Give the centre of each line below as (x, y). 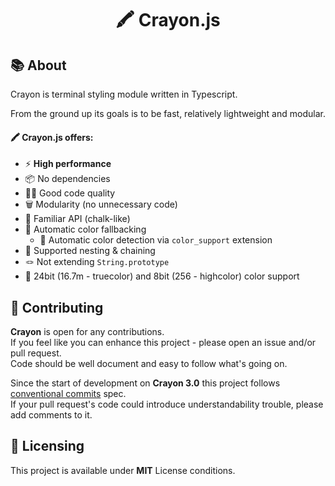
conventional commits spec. (68, 394)
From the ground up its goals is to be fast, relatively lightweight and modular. (168, 113)
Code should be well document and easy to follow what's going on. (149, 364)
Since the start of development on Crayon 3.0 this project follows (145, 383)
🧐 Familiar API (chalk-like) (77, 219)
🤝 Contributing (57, 307)
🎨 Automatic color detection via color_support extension (156, 240)
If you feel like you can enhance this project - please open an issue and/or (163, 343)
